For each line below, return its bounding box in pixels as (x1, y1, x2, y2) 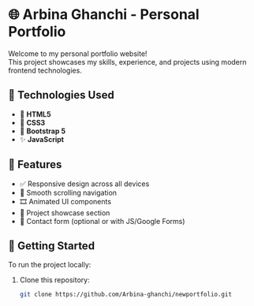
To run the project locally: (8, 260, 92, 270)
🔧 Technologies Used (8, 88, 114, 102)
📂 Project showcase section (19, 207, 110, 218)
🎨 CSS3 (19, 118, 46, 127)
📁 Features (8, 158, 62, 171)
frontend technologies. (8, 65, 83, 75)
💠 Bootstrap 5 (19, 126, 65, 136)
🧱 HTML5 (19, 109, 51, 119)
